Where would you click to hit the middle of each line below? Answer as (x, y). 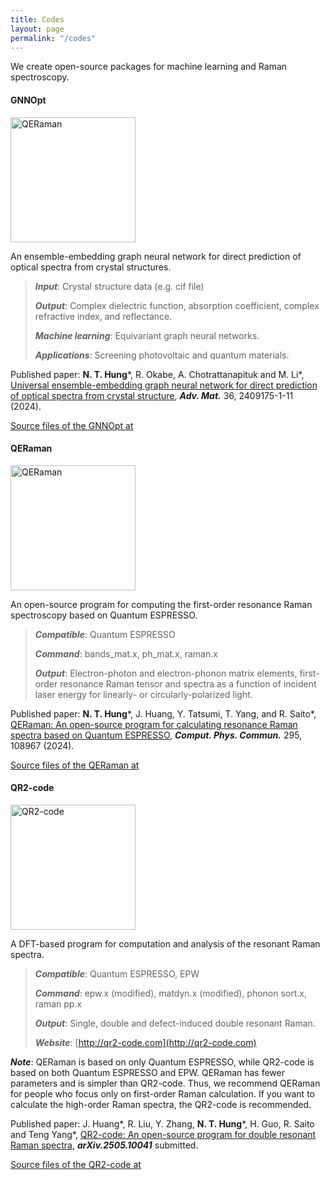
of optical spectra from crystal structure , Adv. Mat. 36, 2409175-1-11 (152, 395)
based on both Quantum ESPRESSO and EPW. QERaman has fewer (148, 1072)
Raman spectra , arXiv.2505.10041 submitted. (104, 1145)
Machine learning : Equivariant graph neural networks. (147, 335)
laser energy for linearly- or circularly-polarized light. (143, 694)
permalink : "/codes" (53, 38)
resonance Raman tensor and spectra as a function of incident (188, 683)
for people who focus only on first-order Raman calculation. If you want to (162, 1093)
